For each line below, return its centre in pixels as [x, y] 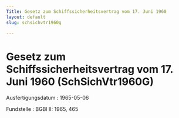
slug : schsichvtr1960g [34, 22]
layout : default [26, 17]
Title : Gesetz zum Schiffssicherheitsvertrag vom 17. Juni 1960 [86, 11]
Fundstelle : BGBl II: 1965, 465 [42, 109]
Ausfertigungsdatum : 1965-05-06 [48, 98]
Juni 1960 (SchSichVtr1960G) [80, 81]
